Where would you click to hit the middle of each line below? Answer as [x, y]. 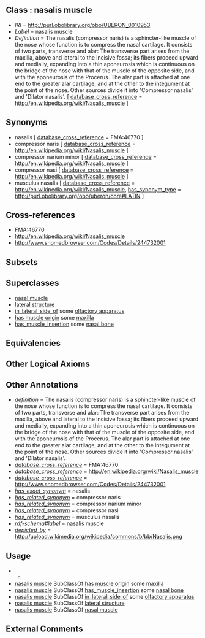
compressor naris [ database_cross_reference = [75, 144]
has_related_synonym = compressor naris [67, 498]
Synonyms [27, 122]
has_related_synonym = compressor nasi [66, 510]
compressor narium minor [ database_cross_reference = [86, 156]
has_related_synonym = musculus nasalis [67, 517]
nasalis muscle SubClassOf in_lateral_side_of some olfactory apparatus [104, 597]
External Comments [44, 629]
